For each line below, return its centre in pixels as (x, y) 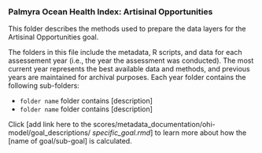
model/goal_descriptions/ (50, 133)
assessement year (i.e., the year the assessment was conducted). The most (131, 60)
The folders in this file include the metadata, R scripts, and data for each (125, 53)
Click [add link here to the (50, 125)
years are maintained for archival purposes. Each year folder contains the (127, 78)
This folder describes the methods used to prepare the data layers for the (127, 29)
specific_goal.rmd (122, 133)
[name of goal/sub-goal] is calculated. (70, 141)
